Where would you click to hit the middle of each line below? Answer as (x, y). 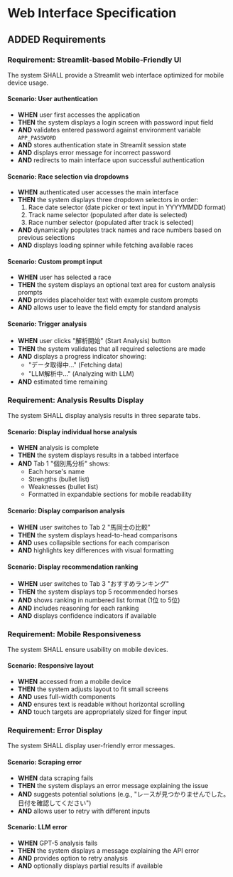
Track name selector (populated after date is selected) (108, 215)
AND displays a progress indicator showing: (82, 356)
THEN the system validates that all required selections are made (112, 348)
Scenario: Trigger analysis (47, 324)
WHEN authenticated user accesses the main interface (98, 192)
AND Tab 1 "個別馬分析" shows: (64, 463)
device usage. (28, 83)
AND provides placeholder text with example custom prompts (108, 300)
